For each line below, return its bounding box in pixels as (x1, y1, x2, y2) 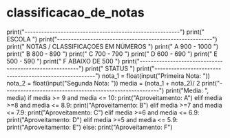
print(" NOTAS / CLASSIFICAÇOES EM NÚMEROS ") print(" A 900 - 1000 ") (6, 42, 219, 50)
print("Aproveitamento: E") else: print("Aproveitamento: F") (6, 123, 173, 131)
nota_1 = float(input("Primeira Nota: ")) (101, 71, 211, 80)
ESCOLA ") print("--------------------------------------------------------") (6, 34, 218, 43)
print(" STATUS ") (85, 64, 136, 72)
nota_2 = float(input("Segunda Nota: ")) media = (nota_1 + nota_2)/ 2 (6, 79, 200, 87)
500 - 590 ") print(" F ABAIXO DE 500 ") (6, 57, 121, 65)
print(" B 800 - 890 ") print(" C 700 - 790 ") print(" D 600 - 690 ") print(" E (6, 50, 218, 58)
